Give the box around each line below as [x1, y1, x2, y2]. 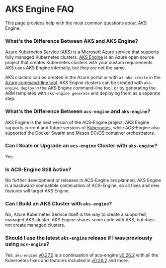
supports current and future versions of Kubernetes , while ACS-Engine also [5, 124, 160, 130]
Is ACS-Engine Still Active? [5, 166, 72, 173]
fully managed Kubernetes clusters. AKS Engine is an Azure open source [5, 54, 154, 60]
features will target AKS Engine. [5, 188, 70, 194]
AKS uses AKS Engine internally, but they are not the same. [5, 65, 126, 71]
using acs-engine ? [5, 241, 50, 248]
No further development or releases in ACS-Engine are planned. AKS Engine [5, 178, 162, 183]
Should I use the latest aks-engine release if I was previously [5, 235, 153, 242]
